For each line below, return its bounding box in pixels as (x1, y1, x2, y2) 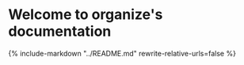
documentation (8, 22, 112, 40)
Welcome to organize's (8, 6, 163, 24)
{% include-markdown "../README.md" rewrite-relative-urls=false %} (8, 48, 236, 58)
